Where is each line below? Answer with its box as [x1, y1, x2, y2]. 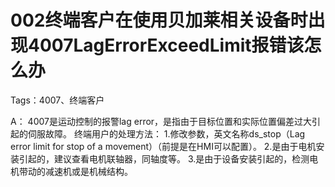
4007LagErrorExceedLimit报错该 [28, 34, 305, 57]
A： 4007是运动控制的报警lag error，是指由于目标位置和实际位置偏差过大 [10, 115, 313, 127]
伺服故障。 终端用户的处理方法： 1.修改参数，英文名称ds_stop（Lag [27, 127, 306, 140]
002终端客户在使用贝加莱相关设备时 [10, 9, 308, 32]
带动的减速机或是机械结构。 [18, 165, 133, 177]
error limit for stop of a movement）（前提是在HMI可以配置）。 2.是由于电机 [10, 140, 317, 152]
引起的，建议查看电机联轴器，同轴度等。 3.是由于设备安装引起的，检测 [18, 152, 310, 165]
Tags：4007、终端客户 [10, 94, 105, 106]
